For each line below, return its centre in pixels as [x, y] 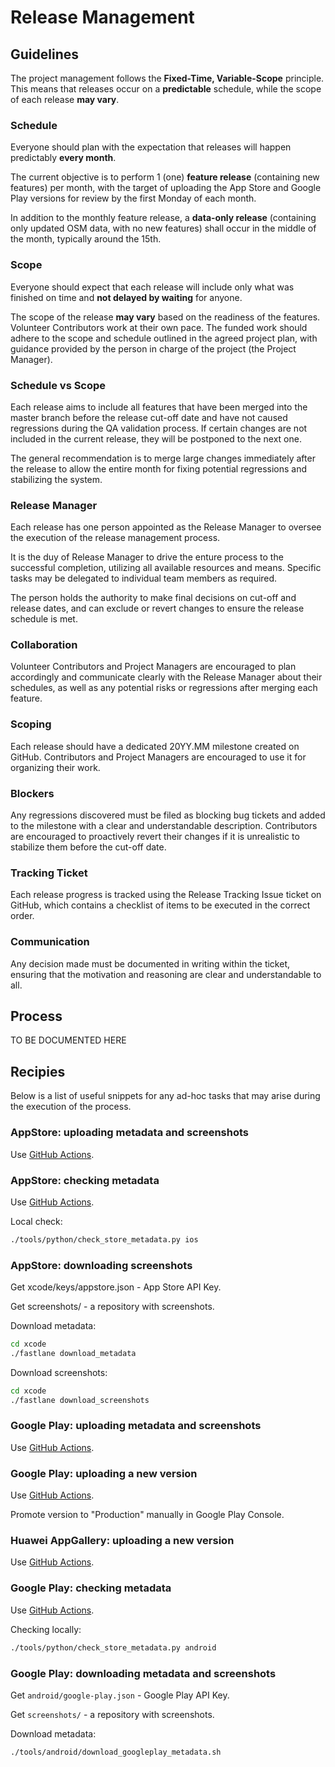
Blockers [32, 793]
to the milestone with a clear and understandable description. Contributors [164, 826]
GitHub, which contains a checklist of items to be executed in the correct [160, 905]
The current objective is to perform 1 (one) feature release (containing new [165, 177]
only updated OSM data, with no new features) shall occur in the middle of [163, 228]
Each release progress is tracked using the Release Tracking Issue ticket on [166, 895]
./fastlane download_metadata [73, 1353]
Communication [50, 942]
